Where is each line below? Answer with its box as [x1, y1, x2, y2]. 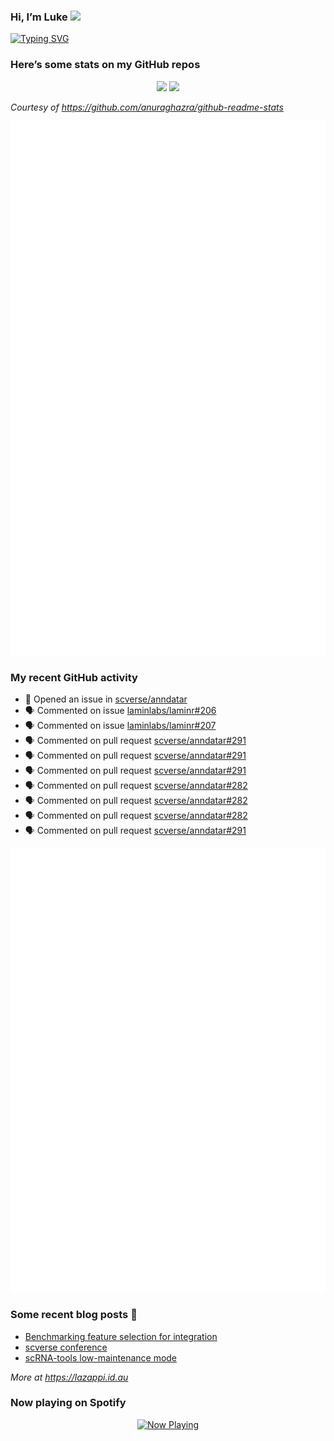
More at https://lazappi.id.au [10, 1371, 129, 1383]
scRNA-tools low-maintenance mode [24, 1351, 178, 1364]
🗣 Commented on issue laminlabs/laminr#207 [24, 720, 217, 732]
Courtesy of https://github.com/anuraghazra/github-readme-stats [10, 101, 284, 113]
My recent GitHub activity [10, 670, 138, 684]
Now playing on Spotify [10, 1396, 127, 1410]
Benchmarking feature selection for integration [24, 1330, 218, 1342]
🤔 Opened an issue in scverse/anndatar [24, 693, 188, 705]
